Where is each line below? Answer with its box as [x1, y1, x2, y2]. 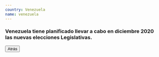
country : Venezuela [5, 7, 46, 12]
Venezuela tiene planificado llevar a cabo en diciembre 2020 [5, 28, 155, 35]
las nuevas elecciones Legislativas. [5, 34, 93, 41]
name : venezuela [5, 12, 39, 17]
